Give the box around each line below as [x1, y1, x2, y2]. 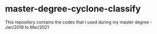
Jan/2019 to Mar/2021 [5, 24, 49, 30]
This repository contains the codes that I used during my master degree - [5, 19, 153, 25]
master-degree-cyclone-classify [5, 3, 141, 14]
